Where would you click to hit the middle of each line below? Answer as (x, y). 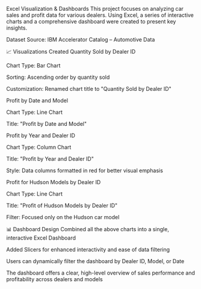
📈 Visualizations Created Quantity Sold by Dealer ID (71, 51)
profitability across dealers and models (55, 279)
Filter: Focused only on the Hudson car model (63, 217)
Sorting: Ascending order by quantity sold (58, 77)
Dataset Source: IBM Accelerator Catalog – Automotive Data (81, 39)
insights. (17, 28)
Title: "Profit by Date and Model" (47, 124)
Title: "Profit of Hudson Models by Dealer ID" (62, 205)
